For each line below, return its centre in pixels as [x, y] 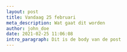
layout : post [22, 12]
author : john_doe [28, 28]
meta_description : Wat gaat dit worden [56, 23]
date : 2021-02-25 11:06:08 [40, 34]
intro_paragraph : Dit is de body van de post [63, 39]
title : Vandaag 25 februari [41, 17]
